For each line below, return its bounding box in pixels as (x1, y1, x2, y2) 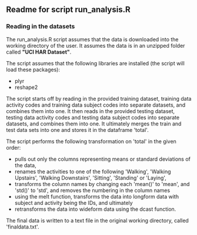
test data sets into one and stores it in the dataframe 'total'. (6, 126, 149, 133)
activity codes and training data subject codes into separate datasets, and (6, 101, 186, 108)
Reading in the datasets (6, 22, 75, 31)
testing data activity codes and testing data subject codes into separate (6, 114, 180, 121)
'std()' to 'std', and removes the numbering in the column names (14, 187, 171, 194)
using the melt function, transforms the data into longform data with (14, 193, 179, 200)
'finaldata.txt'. (6, 223, 39, 230)
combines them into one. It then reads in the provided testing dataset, (6, 107, 175, 114)
